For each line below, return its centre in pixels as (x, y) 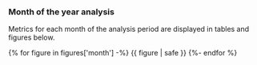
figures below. (32, 37)
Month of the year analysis (61, 12)
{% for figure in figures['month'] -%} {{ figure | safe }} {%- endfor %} (123, 53)
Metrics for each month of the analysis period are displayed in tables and (129, 29)
